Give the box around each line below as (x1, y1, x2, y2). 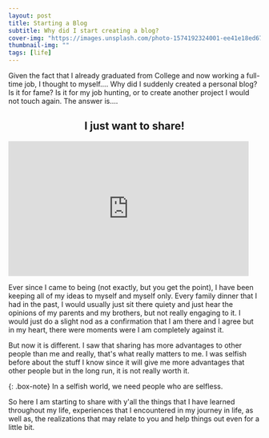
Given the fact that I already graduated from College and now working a (8, 71, 245, 80)
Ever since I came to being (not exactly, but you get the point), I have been (8, 282, 254, 292)
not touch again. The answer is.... (8, 97, 118, 106)
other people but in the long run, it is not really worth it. (8, 365, 190, 376)
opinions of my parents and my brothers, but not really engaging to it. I (8, 308, 241, 317)
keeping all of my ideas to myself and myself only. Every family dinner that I (8, 291, 258, 301)
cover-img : (8, 34, 45, 42)
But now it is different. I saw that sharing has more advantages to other (8, 340, 243, 350)
